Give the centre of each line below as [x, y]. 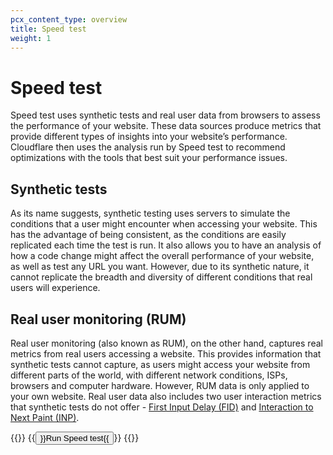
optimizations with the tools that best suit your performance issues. [149, 158]
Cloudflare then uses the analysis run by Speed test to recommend [148, 147]
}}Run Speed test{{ [74, 437]
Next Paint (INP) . [45, 417]
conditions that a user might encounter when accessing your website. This [164, 224]
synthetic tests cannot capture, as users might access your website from [160, 364]
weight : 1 [31, 38]
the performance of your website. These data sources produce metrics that [166, 126]
